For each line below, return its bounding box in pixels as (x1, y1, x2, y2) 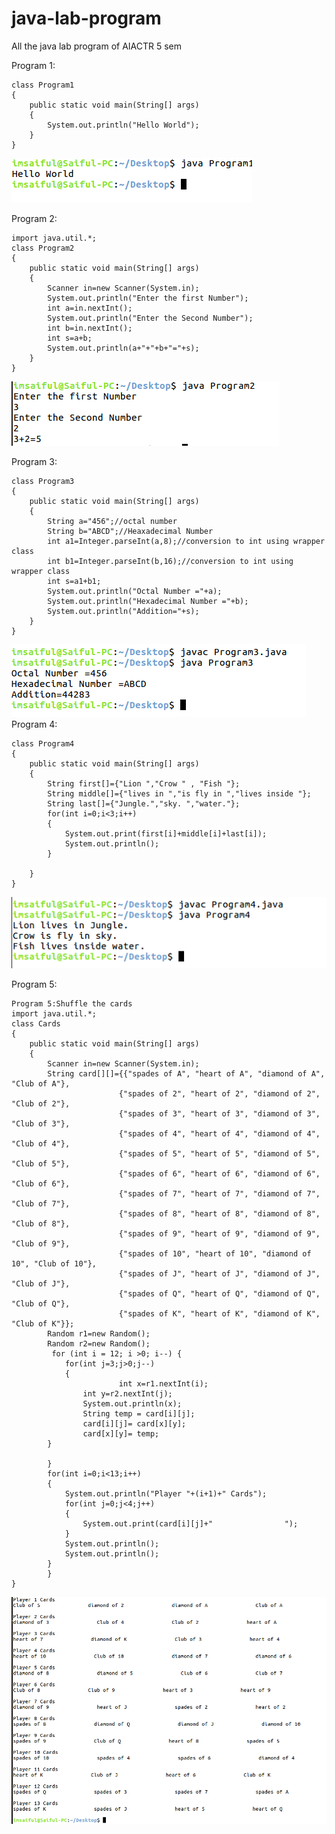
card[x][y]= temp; (82, 1428, 160, 1439)
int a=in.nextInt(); (47, 303, 133, 313)
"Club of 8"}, (11, 1218, 71, 1229)
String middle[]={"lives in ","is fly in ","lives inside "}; (47, 788, 312, 799)
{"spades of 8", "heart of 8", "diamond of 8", (118, 1208, 321, 1219)
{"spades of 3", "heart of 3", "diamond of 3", (118, 1108, 321, 1119)
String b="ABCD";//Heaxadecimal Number (47, 526, 214, 536)
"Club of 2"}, (11, 1098, 71, 1109)
